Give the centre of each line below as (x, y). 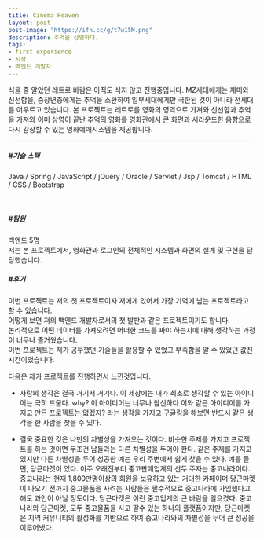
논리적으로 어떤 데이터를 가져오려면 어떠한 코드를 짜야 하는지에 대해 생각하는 (125, 330)
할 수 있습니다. (30, 310)
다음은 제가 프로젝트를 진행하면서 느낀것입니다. (80, 376)
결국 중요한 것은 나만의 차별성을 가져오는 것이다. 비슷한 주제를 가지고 (124, 439)
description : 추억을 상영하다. (53, 37)
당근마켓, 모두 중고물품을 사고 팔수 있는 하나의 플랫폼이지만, (132, 508)
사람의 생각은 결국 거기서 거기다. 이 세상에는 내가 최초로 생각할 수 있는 (126, 393)
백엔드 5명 (24, 240)
